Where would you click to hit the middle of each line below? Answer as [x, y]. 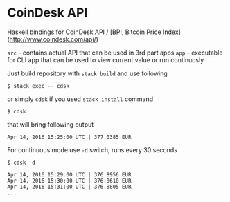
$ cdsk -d [21, 163]
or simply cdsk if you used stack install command [80, 99]
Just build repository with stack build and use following [87, 73]
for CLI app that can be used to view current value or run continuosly [106, 59]
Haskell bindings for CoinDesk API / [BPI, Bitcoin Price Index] [94, 32]
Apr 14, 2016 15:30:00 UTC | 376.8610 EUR [69, 181]
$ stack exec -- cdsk [38, 86]
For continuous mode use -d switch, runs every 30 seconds [92, 149]
